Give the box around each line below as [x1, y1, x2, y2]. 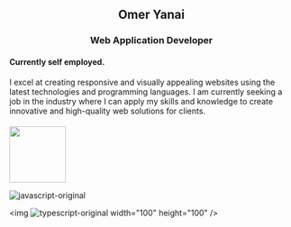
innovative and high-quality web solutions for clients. [9, 105, 205, 116]
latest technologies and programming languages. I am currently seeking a [9, 86, 283, 97]
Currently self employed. [9, 56, 105, 67]
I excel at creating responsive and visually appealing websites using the [9, 77, 276, 87]
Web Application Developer [89, 34, 214, 47]
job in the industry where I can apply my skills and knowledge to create [9, 95, 273, 106]
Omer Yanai [118, 7, 185, 23]
